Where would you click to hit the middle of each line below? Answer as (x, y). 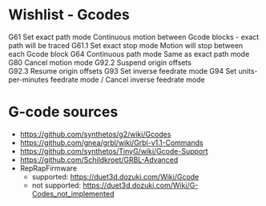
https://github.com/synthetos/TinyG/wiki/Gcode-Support (114, 151)
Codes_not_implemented (73, 193)
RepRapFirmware (48, 168)
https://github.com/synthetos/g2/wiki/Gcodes (95, 134)
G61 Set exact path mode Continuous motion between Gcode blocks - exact (134, 37)
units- (248, 71)
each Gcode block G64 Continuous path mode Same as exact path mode (129, 54)
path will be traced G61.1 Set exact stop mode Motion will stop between (126, 45)
